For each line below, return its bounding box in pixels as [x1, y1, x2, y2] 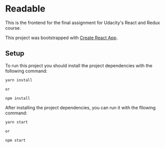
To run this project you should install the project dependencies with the [5, 62, 152, 68]
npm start [5, 138, 26, 143]
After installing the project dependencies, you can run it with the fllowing [5, 105, 156, 111]
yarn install [5, 77, 33, 83]
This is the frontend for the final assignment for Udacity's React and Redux [5, 20, 160, 26]
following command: [5, 68, 48, 74]
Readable [5, 3, 46, 15]
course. [5, 25, 21, 31]
